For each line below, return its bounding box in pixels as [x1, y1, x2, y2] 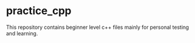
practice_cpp [6, 4, 72, 18]
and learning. [6, 29, 38, 37]
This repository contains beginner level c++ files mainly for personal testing [6, 24, 189, 31]
